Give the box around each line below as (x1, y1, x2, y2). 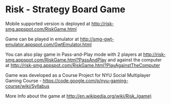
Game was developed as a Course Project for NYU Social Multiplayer (5, 72, 151, 78)
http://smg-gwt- (80, 36, 114, 42)
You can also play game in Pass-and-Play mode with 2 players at (5, 51, 142, 57)
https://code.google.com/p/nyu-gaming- (42, 77, 129, 84)
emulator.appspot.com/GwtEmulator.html (5, 41, 92, 47)
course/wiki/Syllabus (5, 83, 50, 89)
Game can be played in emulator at (5, 36, 79, 42)
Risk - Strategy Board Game (5, 4, 125, 15)
